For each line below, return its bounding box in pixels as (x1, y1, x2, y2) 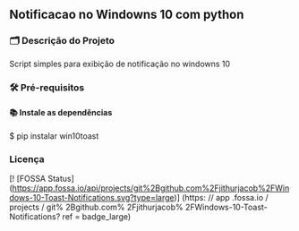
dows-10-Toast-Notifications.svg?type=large (9, 192, 175, 203)
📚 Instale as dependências (9, 107, 113, 118)
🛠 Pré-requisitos (9, 81, 85, 93)
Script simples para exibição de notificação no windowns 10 (9, 58, 231, 69)
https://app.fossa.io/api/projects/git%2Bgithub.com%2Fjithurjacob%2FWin (12, 183, 290, 193)
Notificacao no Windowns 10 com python (9, 7, 244, 22)
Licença (9, 152, 45, 165)
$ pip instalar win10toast (9, 130, 99, 141)
